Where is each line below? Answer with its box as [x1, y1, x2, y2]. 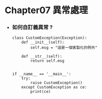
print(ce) [30, 89, 51, 94]
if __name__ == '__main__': [12, 71, 71, 77]
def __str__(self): [21, 54, 63, 59]
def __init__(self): [21, 40, 65, 45]
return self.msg [30, 58, 65, 63]
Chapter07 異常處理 [5, 5, 88, 16]
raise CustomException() [30, 80, 83, 85]
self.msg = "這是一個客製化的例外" [30, 45, 98, 50]
